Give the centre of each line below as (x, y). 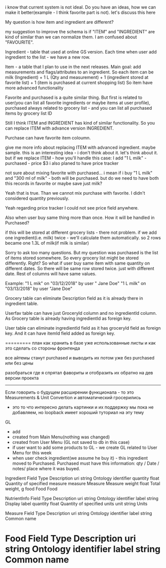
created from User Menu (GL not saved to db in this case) (71, 442)
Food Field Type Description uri (71, 539)
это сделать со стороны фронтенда (42, 348)
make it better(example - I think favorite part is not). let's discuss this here (80, 12)
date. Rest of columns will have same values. (51, 274)
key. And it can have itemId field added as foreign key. (60, 333)
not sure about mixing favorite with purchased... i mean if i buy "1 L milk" (79, 173)
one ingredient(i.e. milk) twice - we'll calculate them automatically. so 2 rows (83, 238)
